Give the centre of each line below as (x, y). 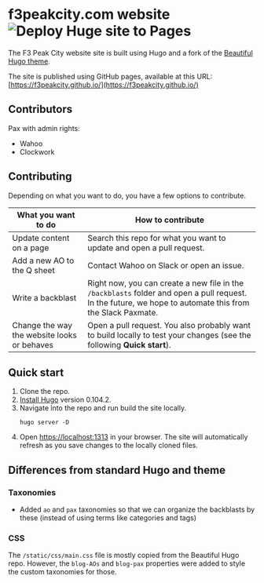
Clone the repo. (45, 392)
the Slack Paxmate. (123, 312)
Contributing (40, 177)
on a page (31, 247)
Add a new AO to (43, 261)
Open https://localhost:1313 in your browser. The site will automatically (134, 437)
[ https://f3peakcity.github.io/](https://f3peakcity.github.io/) (103, 85)
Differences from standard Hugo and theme (117, 470)
